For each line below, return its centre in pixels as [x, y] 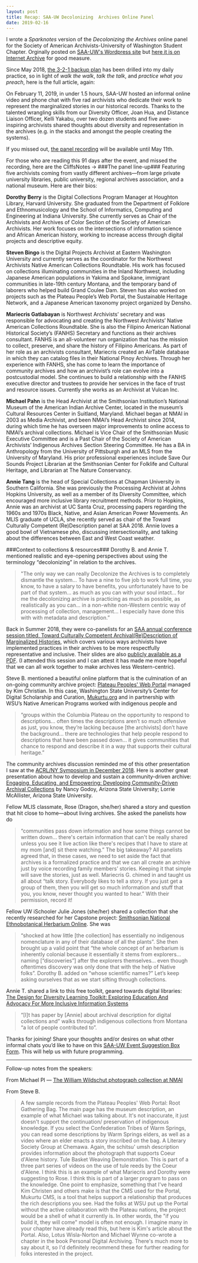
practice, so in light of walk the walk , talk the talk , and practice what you [94, 76]
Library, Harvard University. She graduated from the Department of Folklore [98, 203]
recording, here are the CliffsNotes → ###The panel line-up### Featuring [95, 167]
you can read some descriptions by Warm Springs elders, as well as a [105, 1134]
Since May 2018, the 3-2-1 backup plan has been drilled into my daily [90, 70]
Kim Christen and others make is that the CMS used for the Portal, [100, 1191]
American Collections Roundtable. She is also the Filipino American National [98, 327]
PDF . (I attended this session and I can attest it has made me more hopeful [97, 660]
